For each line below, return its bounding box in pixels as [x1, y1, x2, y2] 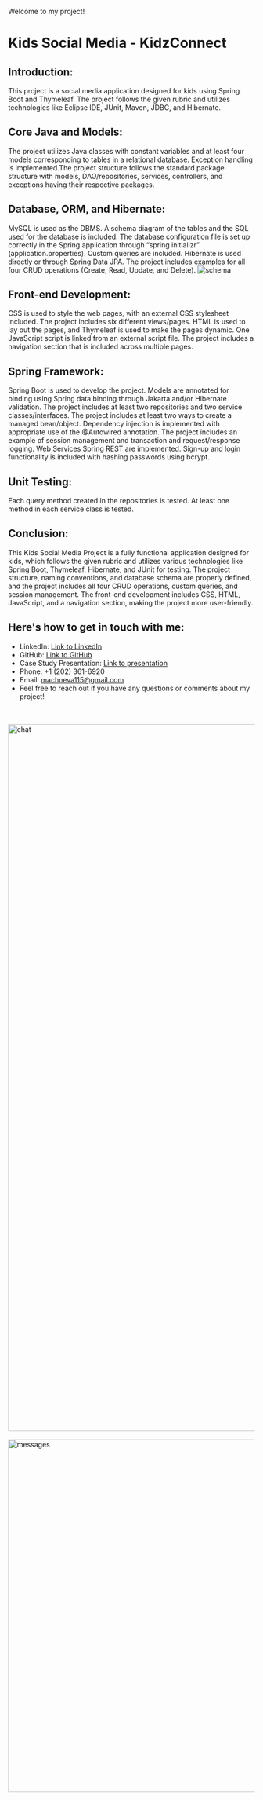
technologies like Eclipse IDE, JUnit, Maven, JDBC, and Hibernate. [8, 103, 222, 112]
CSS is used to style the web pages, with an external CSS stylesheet [8, 309, 229, 318]
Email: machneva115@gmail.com [19, 675, 124, 684]
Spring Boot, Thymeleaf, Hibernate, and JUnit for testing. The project [8, 565, 231, 574]
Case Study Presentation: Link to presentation [19, 658, 168, 668]
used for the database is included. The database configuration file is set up [8, 232, 250, 241]
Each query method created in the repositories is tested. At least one [8, 496, 229, 506]
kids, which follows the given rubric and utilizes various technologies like [8, 556, 243, 565]
